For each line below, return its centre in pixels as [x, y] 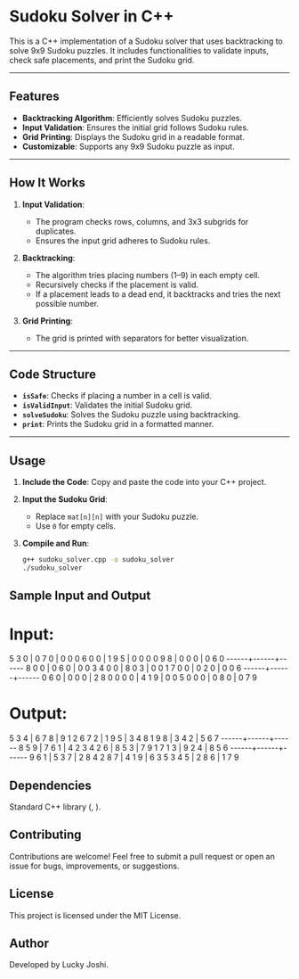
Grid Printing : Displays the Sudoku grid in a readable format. [133, 136]
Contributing [45, 835]
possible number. [67, 303]
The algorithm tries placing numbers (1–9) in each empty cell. [148, 275]
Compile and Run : [56, 543]
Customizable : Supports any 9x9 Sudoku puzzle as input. [128, 146]
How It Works [48, 183]
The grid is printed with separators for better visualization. [142, 338]
